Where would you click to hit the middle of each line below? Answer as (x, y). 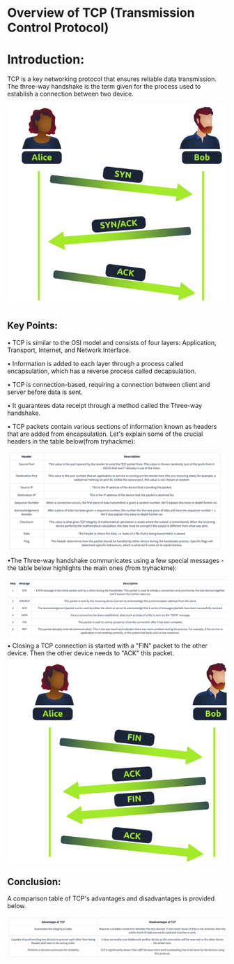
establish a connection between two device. (70, 94)
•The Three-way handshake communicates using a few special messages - (116, 561)
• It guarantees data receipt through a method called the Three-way (105, 405)
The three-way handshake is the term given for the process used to (104, 87)
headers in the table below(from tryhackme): (71, 441)
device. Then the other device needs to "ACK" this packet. (91, 653)
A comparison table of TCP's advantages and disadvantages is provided (111, 898)
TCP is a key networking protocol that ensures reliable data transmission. (112, 79)
